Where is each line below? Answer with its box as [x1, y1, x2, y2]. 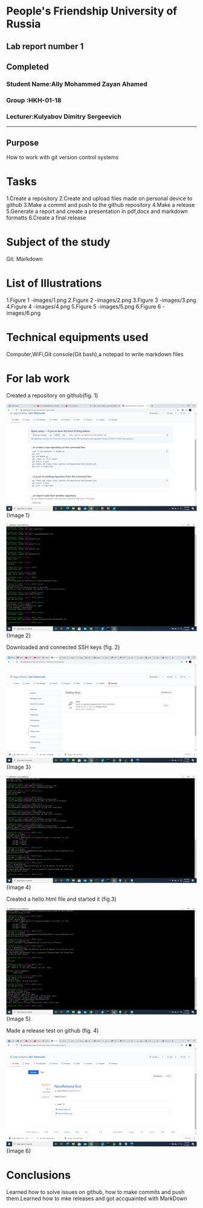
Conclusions [6, 1168, 71, 1182]
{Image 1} [6, 512, 30, 519]
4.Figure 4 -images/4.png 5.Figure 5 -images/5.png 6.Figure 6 [6, 302, 161, 310]
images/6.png [6, 309, 41, 316]
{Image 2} [6, 632, 31, 639]
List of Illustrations [6, 276, 102, 290]
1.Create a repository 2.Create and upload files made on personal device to [6, 195, 193, 202]
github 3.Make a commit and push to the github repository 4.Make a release [6, 201, 195, 208]
